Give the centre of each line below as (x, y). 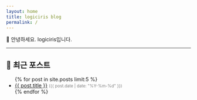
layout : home (22, 11)
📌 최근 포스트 (28, 65)
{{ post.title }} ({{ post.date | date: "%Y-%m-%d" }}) (68, 85)
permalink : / (22, 22)
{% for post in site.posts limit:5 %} (56, 80)
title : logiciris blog (34, 17)
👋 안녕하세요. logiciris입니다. (39, 40)
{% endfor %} (31, 92)
